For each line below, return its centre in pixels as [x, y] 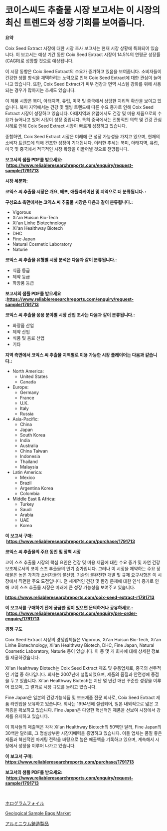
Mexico [27, 477]
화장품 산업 [23, 325]
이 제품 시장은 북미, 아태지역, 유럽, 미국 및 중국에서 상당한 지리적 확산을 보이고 [81, 101]
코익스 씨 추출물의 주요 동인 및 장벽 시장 [43, 552]
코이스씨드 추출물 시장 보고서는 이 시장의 [83, 10]
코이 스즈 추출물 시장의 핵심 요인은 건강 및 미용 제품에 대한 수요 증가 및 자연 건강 [83, 562]
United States [34, 376]
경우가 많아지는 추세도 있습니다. [45, 90]
